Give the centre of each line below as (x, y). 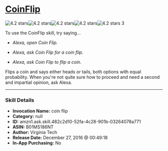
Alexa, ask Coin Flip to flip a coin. (47, 62)
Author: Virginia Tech (35, 132)
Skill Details (20, 100)
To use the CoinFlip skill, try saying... (43, 33)
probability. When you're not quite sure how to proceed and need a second (82, 77)
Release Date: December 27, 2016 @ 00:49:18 (60, 138)
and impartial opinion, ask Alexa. (39, 82)
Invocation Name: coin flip (40, 111)
